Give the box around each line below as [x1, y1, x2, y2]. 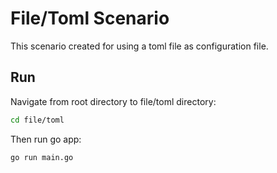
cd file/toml [10, 115, 65, 125]
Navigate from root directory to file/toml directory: [10, 95, 217, 107]
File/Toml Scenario [10, 7, 170, 30]
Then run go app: [10, 133, 82, 145]
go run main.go [10, 152, 74, 162]
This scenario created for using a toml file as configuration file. [10, 40, 269, 52]
